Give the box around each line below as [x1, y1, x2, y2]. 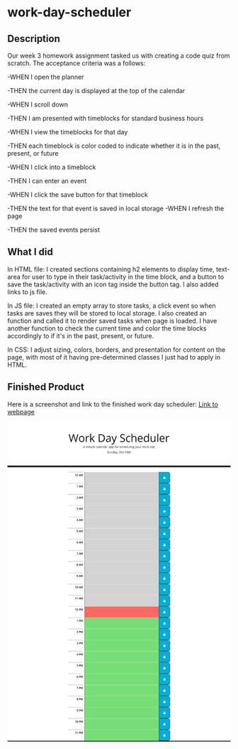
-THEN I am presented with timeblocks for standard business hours [7, 114, 204, 122]
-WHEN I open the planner [7, 72, 84, 81]
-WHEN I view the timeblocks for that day [7, 128, 128, 136]
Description [7, 33, 60, 45]
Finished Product [7, 381, 85, 393]
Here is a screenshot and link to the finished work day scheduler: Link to [7, 399, 218, 409]
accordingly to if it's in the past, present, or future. [7, 331, 154, 340]
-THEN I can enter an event [7, 177, 87, 185]
